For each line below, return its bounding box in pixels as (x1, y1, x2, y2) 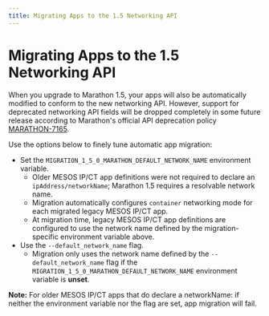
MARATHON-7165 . (8, 124, 70, 133)
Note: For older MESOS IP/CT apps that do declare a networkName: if (8, 290, 239, 299)
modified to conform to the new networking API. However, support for (8, 98, 239, 108)
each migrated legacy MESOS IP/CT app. (31, 206, 169, 216)
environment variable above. (59, 232, 155, 241)
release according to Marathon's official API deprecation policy (8, 115, 217, 125)
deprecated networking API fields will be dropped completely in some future (8, 107, 261, 116)
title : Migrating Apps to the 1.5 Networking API (8, 11, 178, 20)
